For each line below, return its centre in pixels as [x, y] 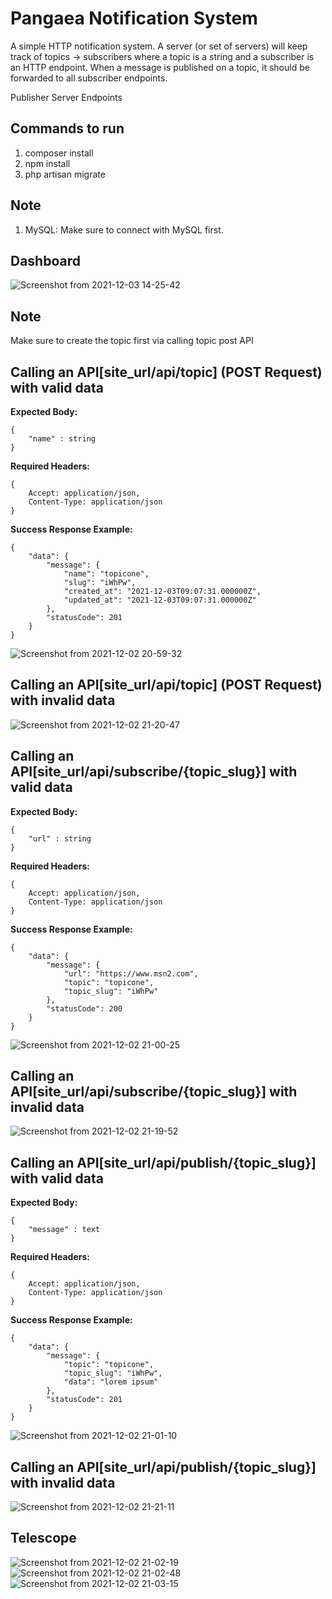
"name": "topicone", [106, 574]
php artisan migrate [65, 174]
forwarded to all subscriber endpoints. [89, 78]
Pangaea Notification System [134, 18]
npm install [47, 163]
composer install [59, 153]
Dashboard [45, 260]
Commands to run [67, 128]
